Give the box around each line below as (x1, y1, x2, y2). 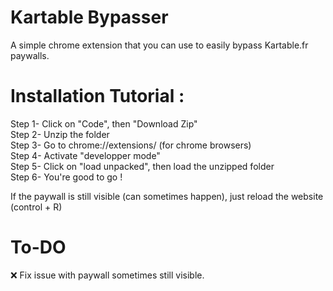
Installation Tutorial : (10, 85, 185, 108)
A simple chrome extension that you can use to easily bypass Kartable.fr (10, 39, 309, 51)
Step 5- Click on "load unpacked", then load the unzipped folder (10, 160, 275, 172)
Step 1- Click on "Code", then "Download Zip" (10, 117, 198, 130)
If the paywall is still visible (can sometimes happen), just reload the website (10, 190, 324, 202)
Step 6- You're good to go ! (10, 171, 123, 183)
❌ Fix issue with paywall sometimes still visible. (10, 269, 205, 281)
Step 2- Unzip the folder (10, 128, 110, 140)
